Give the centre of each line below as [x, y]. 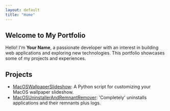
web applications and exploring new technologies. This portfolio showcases [85, 53]
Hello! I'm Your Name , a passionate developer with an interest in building [82, 48]
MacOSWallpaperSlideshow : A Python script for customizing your [82, 87]
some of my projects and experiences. [46, 59]
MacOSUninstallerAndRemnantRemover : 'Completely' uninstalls [80, 98]
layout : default [22, 10]
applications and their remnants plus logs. [57, 103]
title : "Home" [20, 15]
